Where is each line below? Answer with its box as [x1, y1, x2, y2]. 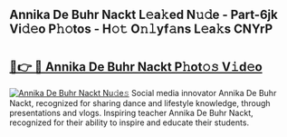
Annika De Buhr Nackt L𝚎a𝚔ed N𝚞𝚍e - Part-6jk [9, 7, 278, 23]
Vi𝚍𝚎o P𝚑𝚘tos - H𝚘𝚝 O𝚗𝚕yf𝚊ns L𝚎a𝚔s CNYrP [9, 22, 273, 37]
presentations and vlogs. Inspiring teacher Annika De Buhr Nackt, [9, 108, 254, 118]
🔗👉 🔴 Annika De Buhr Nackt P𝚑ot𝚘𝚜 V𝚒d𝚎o [9, 59, 263, 74]
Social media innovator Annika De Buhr [130, 88, 277, 98]
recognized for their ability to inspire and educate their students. [9, 117, 250, 128]
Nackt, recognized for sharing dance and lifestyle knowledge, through [9, 98, 271, 108]
